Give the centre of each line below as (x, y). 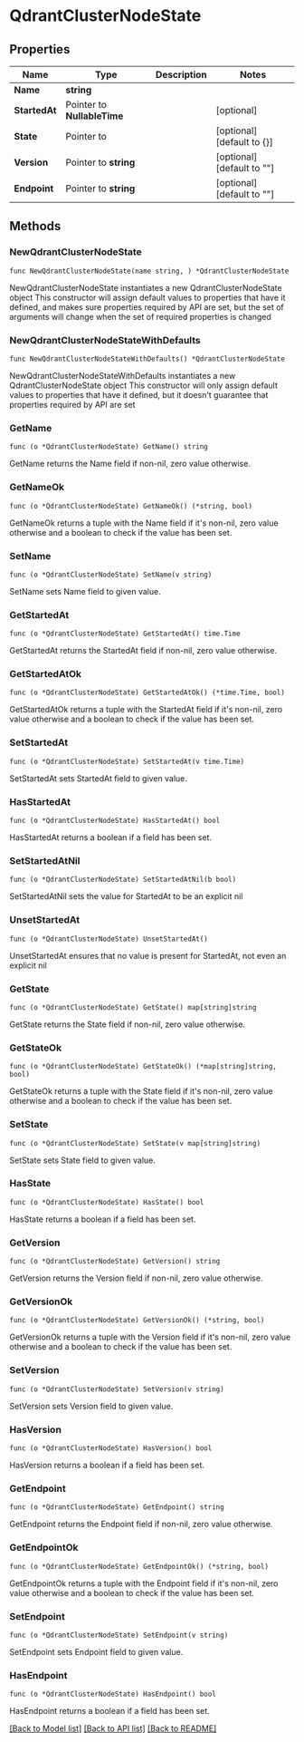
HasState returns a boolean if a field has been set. (103, 1219)
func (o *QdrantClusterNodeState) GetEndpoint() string (117, 1507)
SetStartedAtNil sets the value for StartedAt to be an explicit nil (126, 896)
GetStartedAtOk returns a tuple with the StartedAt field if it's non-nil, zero (146, 710)
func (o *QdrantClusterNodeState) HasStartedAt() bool (115, 821)
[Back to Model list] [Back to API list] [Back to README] (113, 1728)
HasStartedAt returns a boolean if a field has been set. (111, 837)
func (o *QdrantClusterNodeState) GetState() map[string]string (133, 1007)
